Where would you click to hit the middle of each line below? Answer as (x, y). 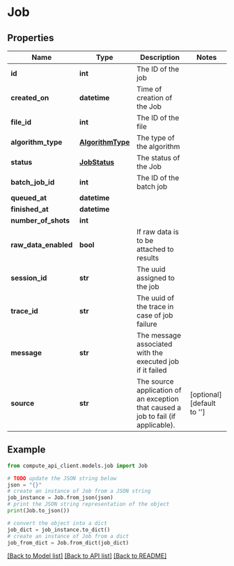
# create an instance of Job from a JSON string (79, 492)
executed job (158, 361)
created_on (30, 98)
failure (147, 324)
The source (155, 382)
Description (160, 57)
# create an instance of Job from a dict (68, 536)
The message (159, 335)
